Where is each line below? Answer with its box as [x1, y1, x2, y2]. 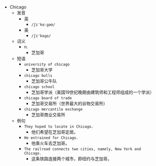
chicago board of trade [24, 96, 72, 100]
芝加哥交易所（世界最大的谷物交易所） [31, 100, 108, 106]
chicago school [24, 84, 55, 89]
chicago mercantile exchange [24, 107, 83, 112]
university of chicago [24, 62, 70, 67]
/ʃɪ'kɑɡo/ [31, 33, 51, 38]
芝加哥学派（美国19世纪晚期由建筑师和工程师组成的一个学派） [31, 89, 155, 95]
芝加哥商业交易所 [31, 112, 66, 117]
